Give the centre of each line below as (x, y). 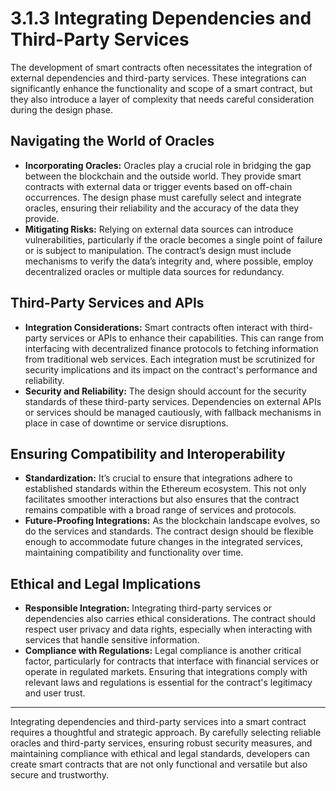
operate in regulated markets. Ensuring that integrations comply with (166, 672)
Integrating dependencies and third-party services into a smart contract (158, 722)
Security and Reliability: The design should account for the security (165, 391)
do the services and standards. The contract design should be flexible (169, 531)
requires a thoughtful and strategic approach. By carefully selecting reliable (166, 733)
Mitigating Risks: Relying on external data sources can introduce (159, 229)
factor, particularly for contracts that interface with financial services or (172, 661)
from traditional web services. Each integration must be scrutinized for (170, 359)
